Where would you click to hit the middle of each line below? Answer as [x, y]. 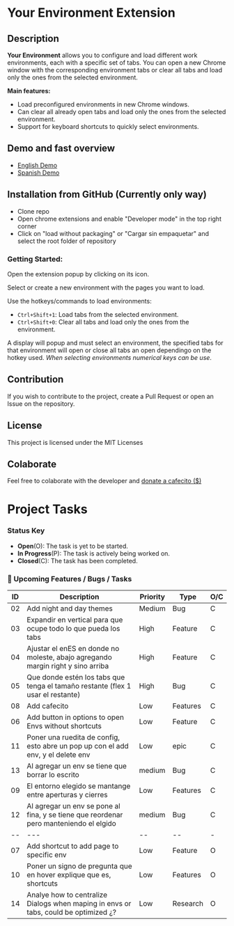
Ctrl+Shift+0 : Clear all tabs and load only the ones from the [103, 322]
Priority [153, 597]
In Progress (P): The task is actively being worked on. [94, 553]
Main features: [29, 91]
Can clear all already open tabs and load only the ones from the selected [122, 112]
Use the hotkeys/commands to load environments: [79, 301]
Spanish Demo [38, 173]
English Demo [37, 165]
